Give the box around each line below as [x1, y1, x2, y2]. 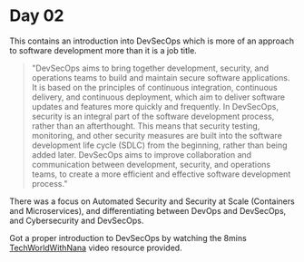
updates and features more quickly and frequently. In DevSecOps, [31, 101, 279, 112]
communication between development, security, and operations [31, 159, 270, 170]
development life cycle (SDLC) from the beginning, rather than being [31, 140, 288, 150]
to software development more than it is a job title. [9, 44, 197, 55]
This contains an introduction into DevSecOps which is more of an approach [9, 35, 295, 46]
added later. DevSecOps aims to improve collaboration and [31, 149, 252, 160]
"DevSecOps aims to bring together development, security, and [31, 63, 270, 73]
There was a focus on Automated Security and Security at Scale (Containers [9, 196, 295, 207]
